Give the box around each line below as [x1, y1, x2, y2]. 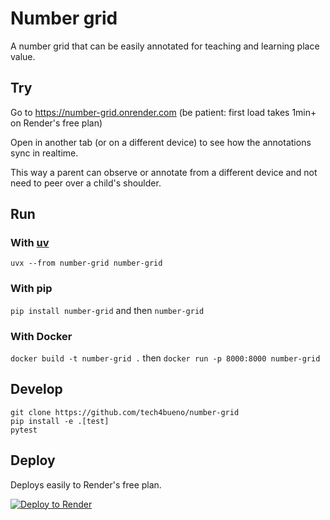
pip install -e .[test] [10, 416, 110, 426]
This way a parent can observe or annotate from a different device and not [10, 166, 318, 178]
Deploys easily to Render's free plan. [10, 478, 162, 491]
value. [10, 50, 36, 62]
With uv [10, 236, 50, 250]
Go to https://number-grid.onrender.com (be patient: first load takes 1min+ [10, 106, 317, 118]
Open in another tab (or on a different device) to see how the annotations [10, 136, 312, 148]
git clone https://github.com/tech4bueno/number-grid [10, 407, 240, 417]
